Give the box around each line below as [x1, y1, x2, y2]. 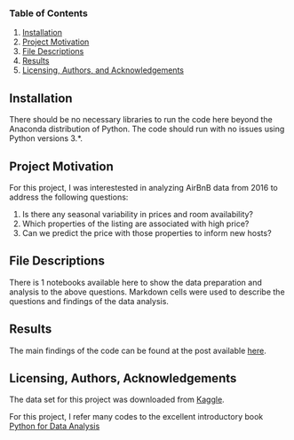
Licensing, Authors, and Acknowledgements [21, 65, 185, 75]
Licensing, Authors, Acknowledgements [9, 371, 237, 386]
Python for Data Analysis [9, 420, 100, 432]
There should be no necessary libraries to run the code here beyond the [9, 114, 273, 125]
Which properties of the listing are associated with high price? [21, 218, 250, 229]
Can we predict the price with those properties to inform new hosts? [21, 227, 273, 238]
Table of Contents [9, 7, 89, 20]
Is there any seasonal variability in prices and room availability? [21, 208, 254, 219]
